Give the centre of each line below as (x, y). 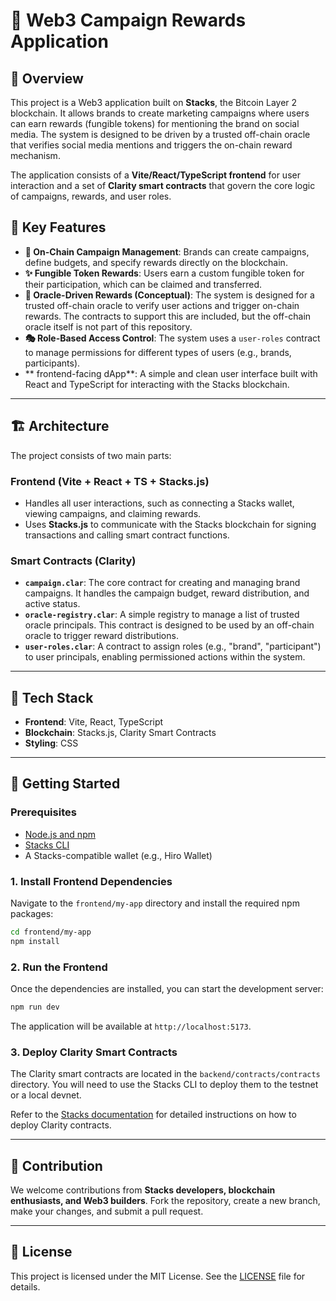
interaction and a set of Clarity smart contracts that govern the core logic (163, 185)
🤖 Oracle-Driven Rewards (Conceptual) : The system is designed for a (169, 295)
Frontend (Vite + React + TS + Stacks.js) (110, 481)
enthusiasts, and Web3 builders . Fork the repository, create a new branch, (165, 1201)
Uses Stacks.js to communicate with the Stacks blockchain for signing (170, 524)
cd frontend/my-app (51, 932)
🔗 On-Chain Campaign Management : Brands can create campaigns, (167, 251)
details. (25, 1286)
